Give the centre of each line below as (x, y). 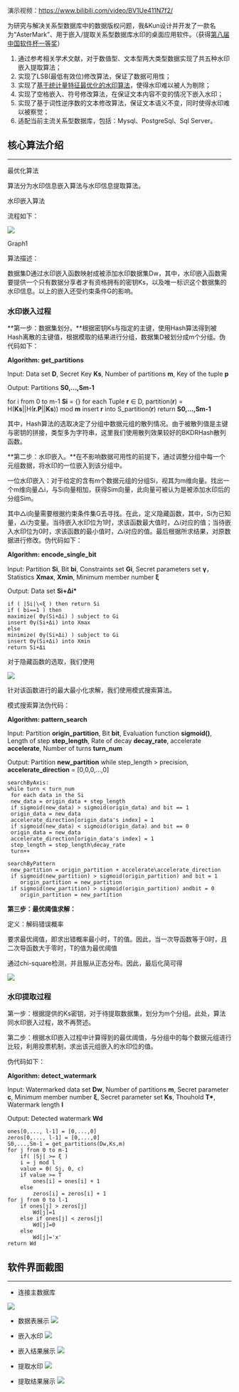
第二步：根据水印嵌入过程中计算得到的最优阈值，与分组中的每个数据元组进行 (119, 1038)
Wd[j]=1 (44, 1213)
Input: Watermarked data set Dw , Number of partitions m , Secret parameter (118, 1090)
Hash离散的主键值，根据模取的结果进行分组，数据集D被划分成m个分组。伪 (117, 337)
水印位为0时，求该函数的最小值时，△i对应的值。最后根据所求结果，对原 (119, 532)
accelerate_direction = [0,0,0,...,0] (58, 770)
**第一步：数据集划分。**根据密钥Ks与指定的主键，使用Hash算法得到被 (112, 328)
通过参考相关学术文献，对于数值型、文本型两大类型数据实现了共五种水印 (123, 58)
